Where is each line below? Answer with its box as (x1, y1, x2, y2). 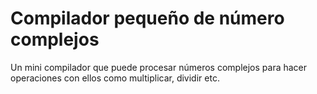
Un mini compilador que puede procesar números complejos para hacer (10, 61, 308, 73)
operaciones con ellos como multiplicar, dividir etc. (10, 72, 220, 84)
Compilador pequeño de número (10, 7, 285, 30)
